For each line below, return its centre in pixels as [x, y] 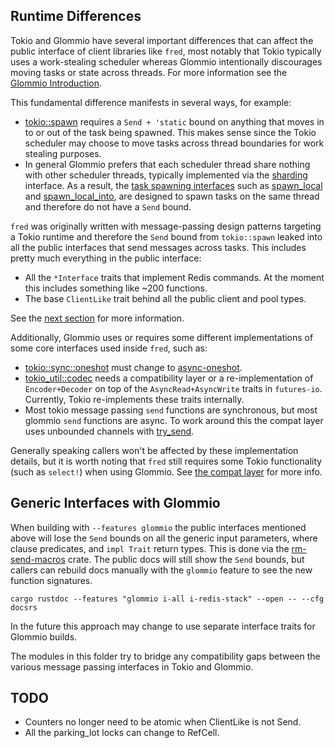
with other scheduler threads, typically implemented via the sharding [166, 175]
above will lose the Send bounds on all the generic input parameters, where [164, 538]
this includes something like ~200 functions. [116, 288]
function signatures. [51, 580]
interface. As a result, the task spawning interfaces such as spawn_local [173, 185]
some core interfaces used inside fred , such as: [109, 348]
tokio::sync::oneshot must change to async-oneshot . [133, 367]
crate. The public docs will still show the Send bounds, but [186, 559]
